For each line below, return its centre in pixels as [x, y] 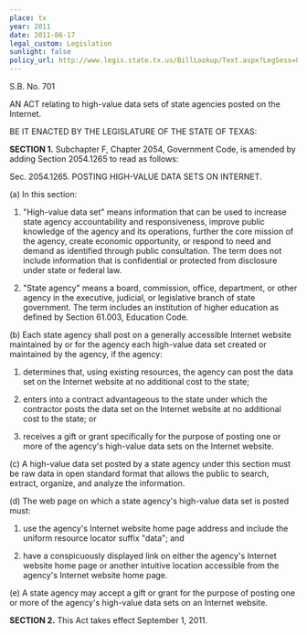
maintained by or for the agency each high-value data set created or [138, 344]
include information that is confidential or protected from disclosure [150, 260]
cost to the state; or [60, 418]
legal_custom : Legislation [61, 43]
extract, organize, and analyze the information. [97, 483]
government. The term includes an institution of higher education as [151, 307]
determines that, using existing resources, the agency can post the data [158, 372]
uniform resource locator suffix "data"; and [103, 538]
